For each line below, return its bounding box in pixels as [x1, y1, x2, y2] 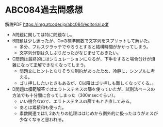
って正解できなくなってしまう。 [25, 62, 88, 68]
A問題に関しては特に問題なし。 [12, 32, 75, 37]
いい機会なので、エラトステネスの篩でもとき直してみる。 [19, 98, 134, 104]
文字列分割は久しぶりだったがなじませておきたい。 [19, 49, 121, 56]
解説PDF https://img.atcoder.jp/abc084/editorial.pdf [5, 21, 109, 27]
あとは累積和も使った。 [19, 104, 66, 110]
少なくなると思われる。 [19, 116, 66, 122]
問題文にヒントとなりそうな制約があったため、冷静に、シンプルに [19, 68, 151, 74]
